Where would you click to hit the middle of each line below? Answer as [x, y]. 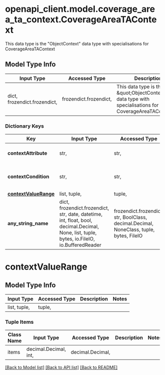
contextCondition [28, 177]
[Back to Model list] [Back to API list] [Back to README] [61, 368]
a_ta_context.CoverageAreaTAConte [81, 19]
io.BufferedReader [80, 245]
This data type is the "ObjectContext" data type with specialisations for [77, 43]
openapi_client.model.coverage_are [80, 9]
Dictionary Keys [25, 126]
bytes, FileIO [128, 236]
